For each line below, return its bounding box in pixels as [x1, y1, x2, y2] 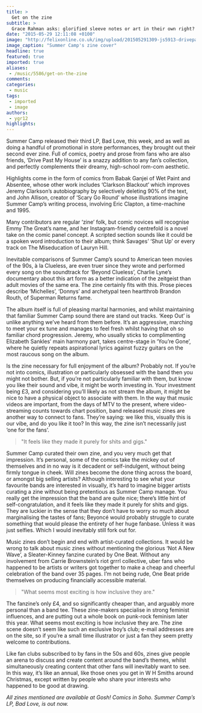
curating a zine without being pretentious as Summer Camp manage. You [6, 488, 188, 495]
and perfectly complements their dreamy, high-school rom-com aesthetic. [6, 163, 190, 171]
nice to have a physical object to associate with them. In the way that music [6, 394, 194, 401]
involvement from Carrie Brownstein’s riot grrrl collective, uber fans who [6, 558, 185, 565]
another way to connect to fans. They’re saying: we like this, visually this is [6, 413, 191, 421]
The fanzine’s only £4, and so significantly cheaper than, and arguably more [6, 600, 195, 608]
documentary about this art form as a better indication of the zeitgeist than [6, 275, 191, 282]
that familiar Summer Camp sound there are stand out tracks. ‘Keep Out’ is [6, 312, 191, 319]
